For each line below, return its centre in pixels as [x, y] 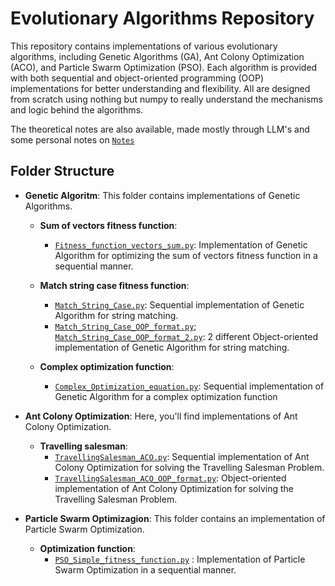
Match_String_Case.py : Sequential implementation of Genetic [179, 304]
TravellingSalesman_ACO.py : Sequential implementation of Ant [182, 456]
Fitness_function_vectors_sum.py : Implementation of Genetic [181, 244]
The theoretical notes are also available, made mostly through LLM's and [160, 129]
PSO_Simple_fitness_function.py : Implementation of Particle [180, 559]
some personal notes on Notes [72, 139]
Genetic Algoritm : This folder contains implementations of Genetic [162, 195]
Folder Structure [62, 171]
